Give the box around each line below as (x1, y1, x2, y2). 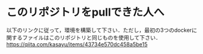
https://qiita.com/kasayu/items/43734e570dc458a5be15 (6, 40, 148, 48)
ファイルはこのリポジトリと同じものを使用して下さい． (22, 34, 162, 41)
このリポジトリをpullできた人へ (6, 5, 165, 19)
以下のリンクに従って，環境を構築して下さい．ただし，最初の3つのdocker (6, 26, 192, 34)
